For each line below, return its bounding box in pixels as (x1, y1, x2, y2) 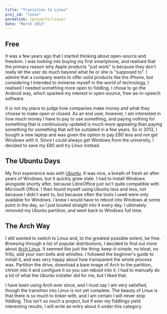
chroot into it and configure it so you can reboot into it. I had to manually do (5, 267, 160, 273)
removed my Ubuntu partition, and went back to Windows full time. (5, 207, 143, 213)
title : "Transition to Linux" (5, 7, 68, 12)
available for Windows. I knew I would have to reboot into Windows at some (5, 196, 161, 202)
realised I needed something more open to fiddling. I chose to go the (5, 85, 146, 91)
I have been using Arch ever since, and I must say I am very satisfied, (5, 282, 148, 288)
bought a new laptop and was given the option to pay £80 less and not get (5, 132, 158, 138)
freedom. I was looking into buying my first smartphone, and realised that (5, 58, 156, 64)
